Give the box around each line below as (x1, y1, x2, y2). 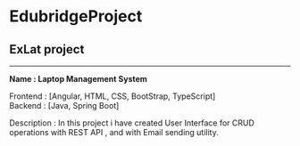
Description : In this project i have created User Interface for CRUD (9, 118, 254, 128)
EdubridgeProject (9, 6, 143, 27)
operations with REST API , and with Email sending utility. (9, 127, 219, 137)
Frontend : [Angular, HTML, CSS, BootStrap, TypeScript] (9, 91, 216, 101)
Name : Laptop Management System (9, 74, 147, 84)
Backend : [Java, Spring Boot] (9, 101, 120, 110)
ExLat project (9, 42, 85, 57)
